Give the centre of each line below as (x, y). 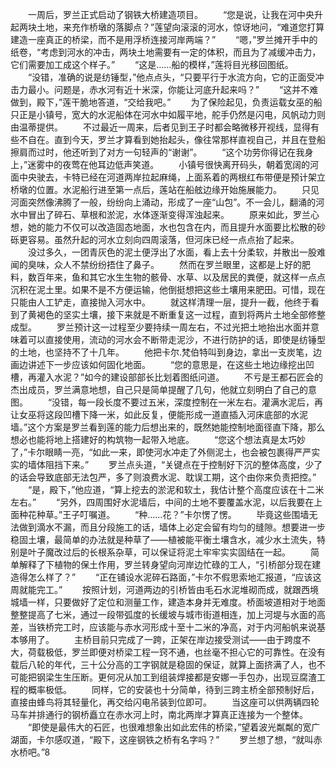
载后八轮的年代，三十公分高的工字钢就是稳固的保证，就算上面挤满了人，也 (163, 664)
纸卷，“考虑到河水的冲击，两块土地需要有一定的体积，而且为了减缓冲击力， (166, 52)
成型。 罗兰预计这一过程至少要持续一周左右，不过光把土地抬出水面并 (160, 327)
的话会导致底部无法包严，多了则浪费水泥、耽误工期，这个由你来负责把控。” (163, 477)
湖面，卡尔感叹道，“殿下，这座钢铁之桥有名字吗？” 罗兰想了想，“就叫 (162, 739)
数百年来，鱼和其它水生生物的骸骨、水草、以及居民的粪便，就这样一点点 (176, 277)
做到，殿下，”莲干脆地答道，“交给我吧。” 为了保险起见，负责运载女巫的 (162, 102)
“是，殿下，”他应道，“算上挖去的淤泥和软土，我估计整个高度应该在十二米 (176, 489)
